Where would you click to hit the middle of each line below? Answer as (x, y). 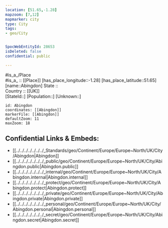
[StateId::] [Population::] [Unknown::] (43, 96)
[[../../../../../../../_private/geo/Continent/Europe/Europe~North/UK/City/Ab (88, 193)
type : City (17, 24)
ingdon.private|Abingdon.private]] (48, 199)
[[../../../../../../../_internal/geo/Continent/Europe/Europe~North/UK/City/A (87, 172)
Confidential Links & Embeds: (52, 139)
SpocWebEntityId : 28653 (30, 47)
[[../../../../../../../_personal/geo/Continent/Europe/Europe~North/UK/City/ (87, 204)
